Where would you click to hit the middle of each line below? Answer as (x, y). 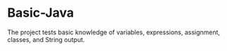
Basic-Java (41, 13)
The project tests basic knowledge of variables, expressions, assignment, (113, 32)
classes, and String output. (46, 39)
